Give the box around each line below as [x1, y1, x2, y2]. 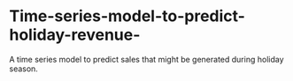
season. [9, 63, 38, 74]
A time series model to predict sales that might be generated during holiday [9, 54, 285, 64]
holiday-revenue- [9, 25, 141, 45]
